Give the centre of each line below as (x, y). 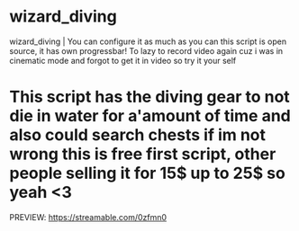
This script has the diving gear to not (149, 97)
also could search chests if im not (138, 135)
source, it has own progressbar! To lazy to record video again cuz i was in (146, 50)
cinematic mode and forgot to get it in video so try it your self (123, 60)
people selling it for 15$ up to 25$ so (147, 173)
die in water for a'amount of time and (150, 116)
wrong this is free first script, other (143, 154)
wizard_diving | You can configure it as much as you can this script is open (148, 41)
